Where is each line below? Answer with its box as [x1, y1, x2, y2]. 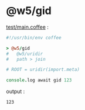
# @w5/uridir [6, 51, 43, 57]
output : [6, 88, 25, 95]
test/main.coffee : [6, 23, 49, 30]
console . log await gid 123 [6, 77, 72, 83]
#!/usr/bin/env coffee [6, 35, 62, 40]
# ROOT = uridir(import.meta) [6, 67, 80, 73]
